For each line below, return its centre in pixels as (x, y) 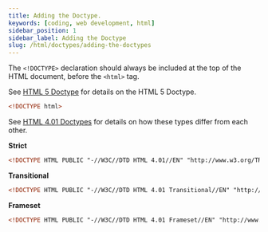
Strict (18, 145)
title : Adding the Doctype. (55, 16)
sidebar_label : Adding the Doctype (67, 38)
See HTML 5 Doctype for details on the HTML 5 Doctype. (102, 92)
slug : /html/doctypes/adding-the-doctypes (80, 45)
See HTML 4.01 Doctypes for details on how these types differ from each (128, 122)
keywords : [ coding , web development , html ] (82, 23)
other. (18, 130)
